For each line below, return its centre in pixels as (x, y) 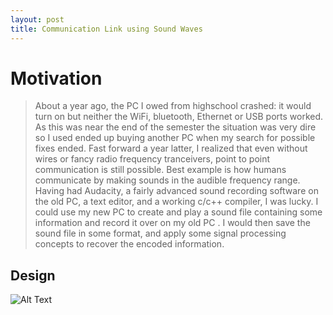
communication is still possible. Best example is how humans (160, 170)
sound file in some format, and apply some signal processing (160, 233)
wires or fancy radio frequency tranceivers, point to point (152, 159)
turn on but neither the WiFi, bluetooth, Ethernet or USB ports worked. (179, 117)
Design (33, 275)
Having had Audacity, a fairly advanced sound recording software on (176, 191)
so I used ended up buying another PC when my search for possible (175, 138)
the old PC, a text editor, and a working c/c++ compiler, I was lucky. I (176, 202)
